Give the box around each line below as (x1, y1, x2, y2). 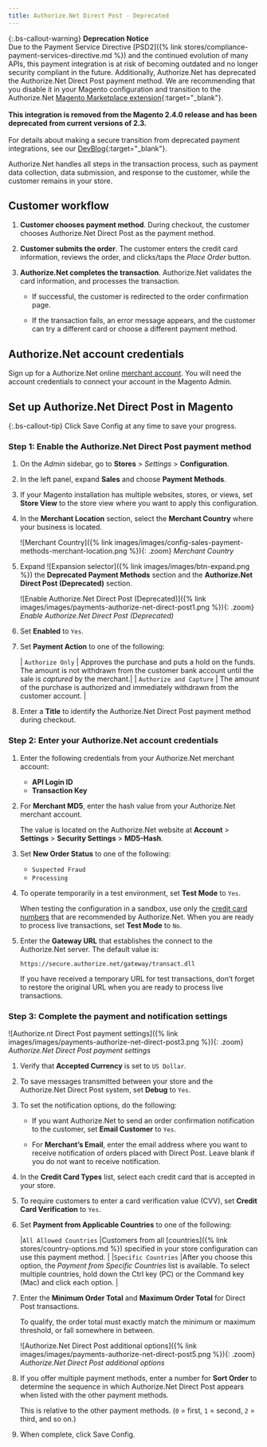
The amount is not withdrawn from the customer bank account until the (19, 666, 254, 676)
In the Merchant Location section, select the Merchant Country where (19, 514, 253, 524)
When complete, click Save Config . (19, 1429, 135, 1439)
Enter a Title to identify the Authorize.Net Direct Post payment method (19, 707, 251, 716)
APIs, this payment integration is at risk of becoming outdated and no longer (8, 59, 259, 69)
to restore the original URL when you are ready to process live (19, 982, 224, 992)
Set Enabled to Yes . (19, 626, 84, 636)
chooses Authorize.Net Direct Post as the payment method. (19, 229, 215, 238)
